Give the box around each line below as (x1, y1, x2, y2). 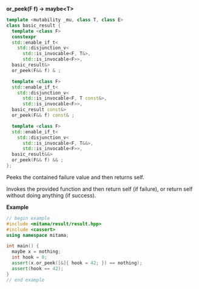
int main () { (6, 243, 39, 249)
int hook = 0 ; (12, 254, 47, 261)
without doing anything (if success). (6, 191, 96, 199)
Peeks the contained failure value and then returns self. (6, 173, 144, 181)
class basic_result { (6, 22, 61, 28)
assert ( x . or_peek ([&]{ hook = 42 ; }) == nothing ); (12, 260, 143, 266)
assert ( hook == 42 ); (12, 265, 64, 271)
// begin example (6, 215, 50, 221)
